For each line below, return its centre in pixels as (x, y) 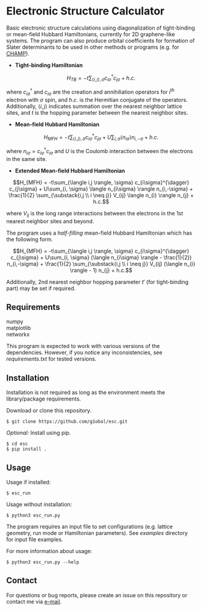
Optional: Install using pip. (39, 433)
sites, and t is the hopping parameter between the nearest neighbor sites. (97, 112)
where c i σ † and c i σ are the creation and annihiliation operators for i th (90, 92)
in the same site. (26, 159)
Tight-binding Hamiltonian (49, 65)
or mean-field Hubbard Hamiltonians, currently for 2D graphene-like (91, 34)
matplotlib (19, 328)
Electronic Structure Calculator (85, 11)
